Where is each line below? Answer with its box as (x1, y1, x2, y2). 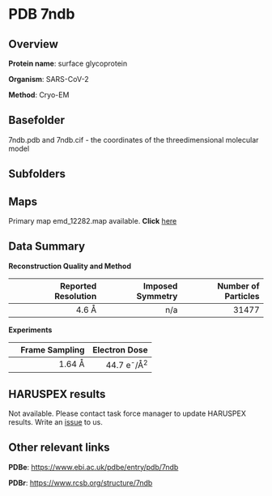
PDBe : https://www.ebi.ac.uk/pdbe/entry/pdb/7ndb (8, 462, 179, 472)
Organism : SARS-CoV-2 (8, 75, 89, 83)
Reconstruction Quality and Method (8, 261, 132, 271)
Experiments (8, 325, 53, 335)
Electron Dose (92, 344, 148, 355)
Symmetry (136, 290, 178, 301)
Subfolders (8, 167, 66, 181)
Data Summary (8, 240, 86, 254)
